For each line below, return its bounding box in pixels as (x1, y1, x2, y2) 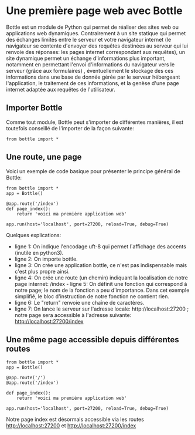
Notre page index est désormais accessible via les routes (6, 416, 145, 423)
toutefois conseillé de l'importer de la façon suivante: (6, 124, 135, 131)
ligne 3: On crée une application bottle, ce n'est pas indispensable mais (14, 261, 187, 268)
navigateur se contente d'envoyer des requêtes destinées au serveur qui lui (6, 42, 189, 49)
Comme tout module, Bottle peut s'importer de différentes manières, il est (6, 119, 184, 126)
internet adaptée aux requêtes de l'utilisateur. (6, 86, 115, 93)
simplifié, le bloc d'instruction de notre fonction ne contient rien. (14, 292, 170, 300)
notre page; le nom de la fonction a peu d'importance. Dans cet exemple (14, 286, 190, 294)
